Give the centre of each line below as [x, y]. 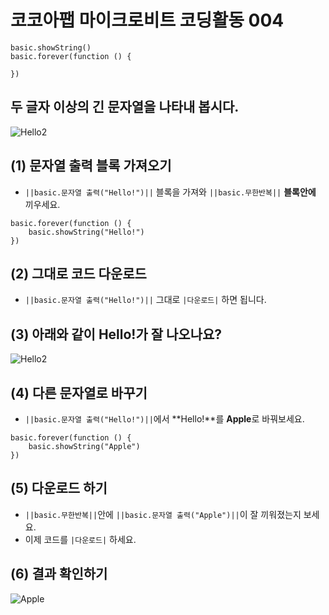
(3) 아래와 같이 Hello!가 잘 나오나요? [116, 334]
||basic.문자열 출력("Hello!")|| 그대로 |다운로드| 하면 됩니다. [145, 300]
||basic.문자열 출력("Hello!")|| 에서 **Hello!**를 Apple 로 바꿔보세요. [164, 419]
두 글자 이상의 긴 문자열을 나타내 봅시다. [125, 107]
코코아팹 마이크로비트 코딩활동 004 [147, 20]
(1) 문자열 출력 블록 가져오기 [91, 166]
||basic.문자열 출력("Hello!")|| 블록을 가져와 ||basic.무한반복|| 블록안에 [170, 192]
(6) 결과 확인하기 [59, 574]
